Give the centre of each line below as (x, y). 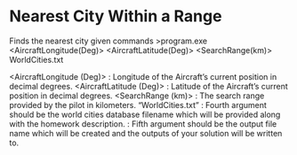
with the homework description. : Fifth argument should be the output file (143, 124)
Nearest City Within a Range (116, 16)
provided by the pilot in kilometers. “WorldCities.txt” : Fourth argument (138, 105)
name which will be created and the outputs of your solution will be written (146, 133)
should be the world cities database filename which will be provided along (145, 114)
